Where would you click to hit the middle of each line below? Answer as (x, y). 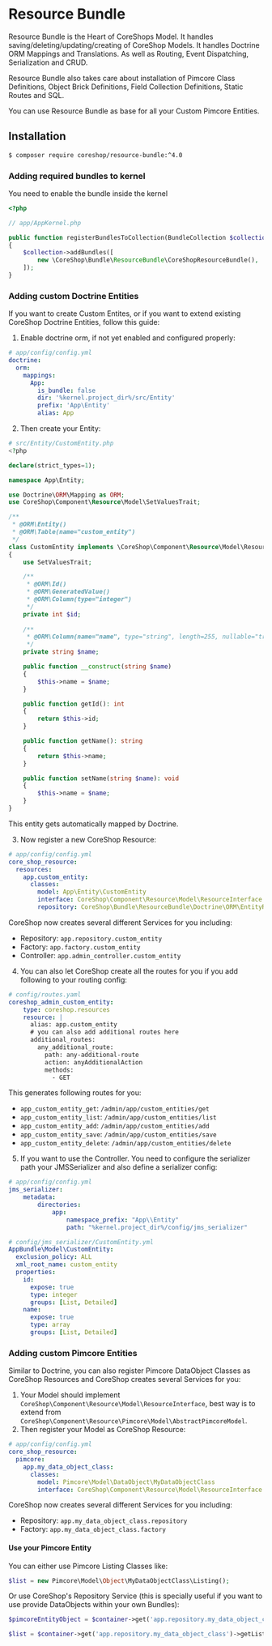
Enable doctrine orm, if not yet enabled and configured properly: (128, 338)
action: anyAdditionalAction (93, 1062)
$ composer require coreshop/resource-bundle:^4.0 (96, 155)
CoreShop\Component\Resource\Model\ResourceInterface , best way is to (138, 1404)
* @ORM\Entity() (39, 525)
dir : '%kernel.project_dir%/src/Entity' (106, 398)
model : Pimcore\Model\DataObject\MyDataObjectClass (127, 1482)
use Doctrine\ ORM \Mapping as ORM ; (67, 495)
